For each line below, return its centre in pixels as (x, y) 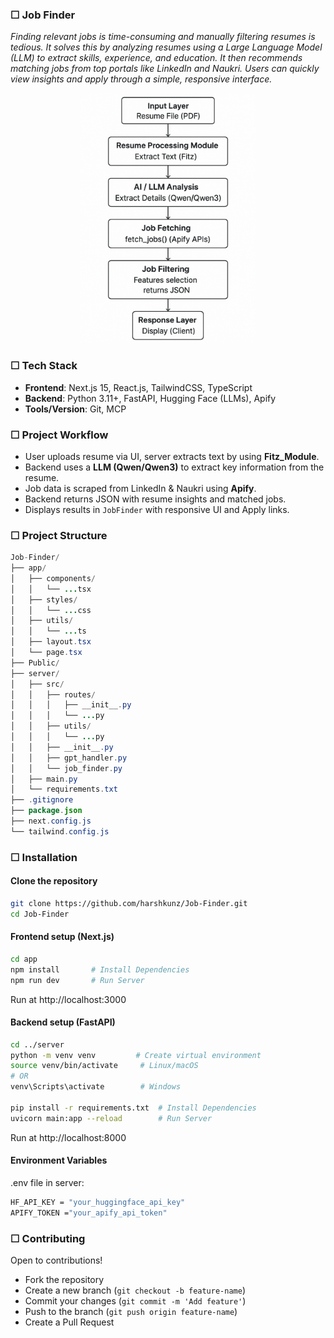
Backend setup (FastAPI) (63, 1022)
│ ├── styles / (44, 599)
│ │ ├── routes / (53, 694)
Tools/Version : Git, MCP (75, 409)
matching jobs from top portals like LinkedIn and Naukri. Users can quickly (165, 69)
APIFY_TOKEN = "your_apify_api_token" (89, 1213)
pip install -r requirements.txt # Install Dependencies (133, 1108)
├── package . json (46, 811)
